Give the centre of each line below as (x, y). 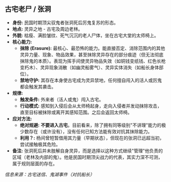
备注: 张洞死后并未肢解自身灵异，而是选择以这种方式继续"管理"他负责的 (88, 151)
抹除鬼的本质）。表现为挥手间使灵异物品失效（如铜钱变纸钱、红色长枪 (93, 61)
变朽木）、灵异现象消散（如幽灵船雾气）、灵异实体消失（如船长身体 (89, 67)
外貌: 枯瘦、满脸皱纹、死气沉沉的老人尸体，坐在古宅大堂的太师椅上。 (85, 35)
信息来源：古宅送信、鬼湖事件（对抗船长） (50, 174)
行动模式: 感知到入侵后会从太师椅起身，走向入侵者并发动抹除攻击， (91, 106)
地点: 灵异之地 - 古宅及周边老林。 (47, 29)
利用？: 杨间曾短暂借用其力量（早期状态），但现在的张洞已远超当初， (92, 138)
